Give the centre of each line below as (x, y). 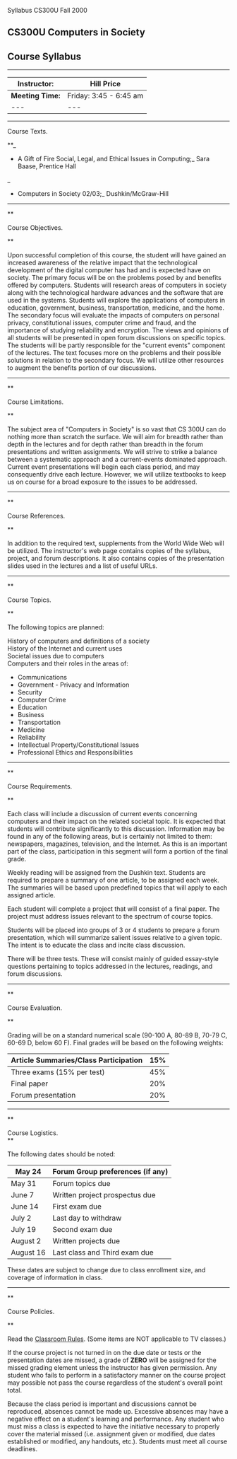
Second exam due (83, 1230)
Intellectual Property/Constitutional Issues (78, 745)
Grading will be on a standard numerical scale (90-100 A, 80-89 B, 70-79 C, (117, 1035)
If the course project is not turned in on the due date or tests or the (104, 1353)
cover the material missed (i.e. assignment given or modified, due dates (111, 1434)
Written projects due (86, 1241)
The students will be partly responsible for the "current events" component (116, 345)
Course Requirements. (40, 786)
